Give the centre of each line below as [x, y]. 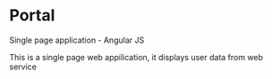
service [23, 67]
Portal [32, 16]
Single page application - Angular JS [77, 40]
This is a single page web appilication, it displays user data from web [136, 57]
